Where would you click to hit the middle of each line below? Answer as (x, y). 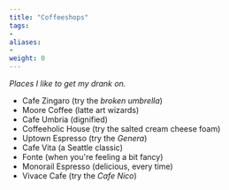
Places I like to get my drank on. (68, 84)
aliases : (25, 42)
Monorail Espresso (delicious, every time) (98, 166)
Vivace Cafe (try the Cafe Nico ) (79, 176)
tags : (19, 26)
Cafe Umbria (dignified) (65, 119)
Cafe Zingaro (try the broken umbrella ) (92, 101)
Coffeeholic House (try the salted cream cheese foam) (121, 129)
